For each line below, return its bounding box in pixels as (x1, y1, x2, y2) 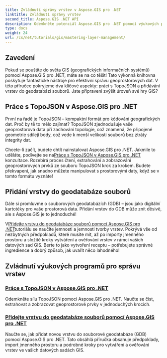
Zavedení (5, 53, 35, 62)
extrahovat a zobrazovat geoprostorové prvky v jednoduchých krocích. (5, 301, 151, 307)
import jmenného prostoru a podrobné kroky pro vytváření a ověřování (5, 342, 150, 348)
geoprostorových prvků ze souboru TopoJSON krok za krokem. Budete (5, 163, 151, 169)
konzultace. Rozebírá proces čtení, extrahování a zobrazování (5, 157, 132, 163)
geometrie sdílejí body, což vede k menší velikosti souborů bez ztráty (5, 132, 147, 138)
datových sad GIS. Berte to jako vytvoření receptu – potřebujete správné (5, 242, 153, 248)
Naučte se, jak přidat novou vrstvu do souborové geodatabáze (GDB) (5, 331, 147, 337)
